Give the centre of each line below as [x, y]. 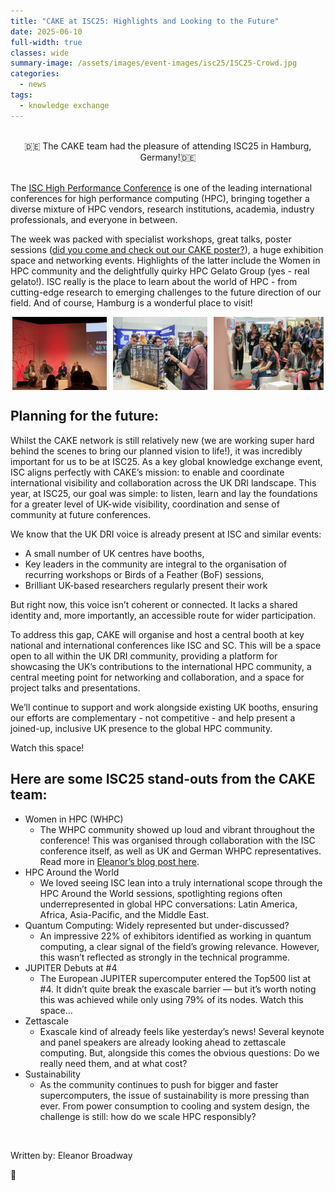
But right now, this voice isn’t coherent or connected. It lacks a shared [154, 604]
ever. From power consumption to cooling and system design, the [174, 1106]
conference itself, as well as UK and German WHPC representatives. [180, 851]
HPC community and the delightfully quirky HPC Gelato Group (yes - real [160, 271]
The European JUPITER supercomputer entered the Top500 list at [175, 978]
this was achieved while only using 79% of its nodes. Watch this [171, 999]
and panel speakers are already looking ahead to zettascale [163, 1042]
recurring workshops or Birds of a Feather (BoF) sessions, [144, 574]
